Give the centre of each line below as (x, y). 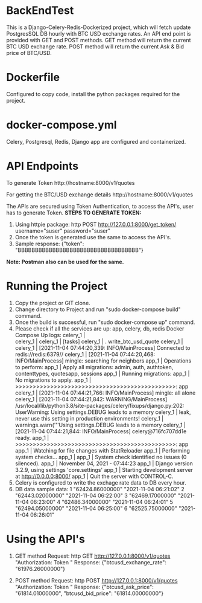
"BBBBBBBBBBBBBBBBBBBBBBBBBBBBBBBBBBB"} (79, 250)
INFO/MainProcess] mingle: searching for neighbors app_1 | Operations (103, 361)
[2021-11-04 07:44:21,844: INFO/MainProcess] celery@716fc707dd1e (101, 431)
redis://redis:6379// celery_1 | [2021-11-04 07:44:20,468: (85, 354)
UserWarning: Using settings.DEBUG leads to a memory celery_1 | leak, (103, 412)
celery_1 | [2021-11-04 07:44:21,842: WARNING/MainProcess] (91, 399)
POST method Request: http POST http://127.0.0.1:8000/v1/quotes (96, 580)
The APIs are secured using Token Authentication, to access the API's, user (100, 206)
